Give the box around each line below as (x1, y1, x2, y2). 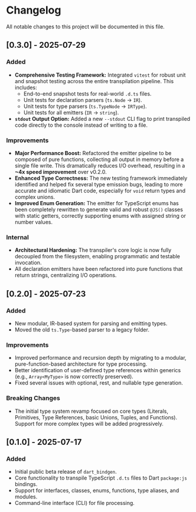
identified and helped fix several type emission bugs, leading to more (14, 180, 183, 188)
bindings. (14, 481, 38, 488)
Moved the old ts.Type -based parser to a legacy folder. (14, 326, 149, 333)
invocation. (14, 259, 42, 266)
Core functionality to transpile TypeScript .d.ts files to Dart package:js (14, 474, 187, 481)
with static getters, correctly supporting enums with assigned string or (14, 212, 186, 219)
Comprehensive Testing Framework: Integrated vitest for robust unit (14, 71, 186, 78)
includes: (14, 84, 37, 91)
